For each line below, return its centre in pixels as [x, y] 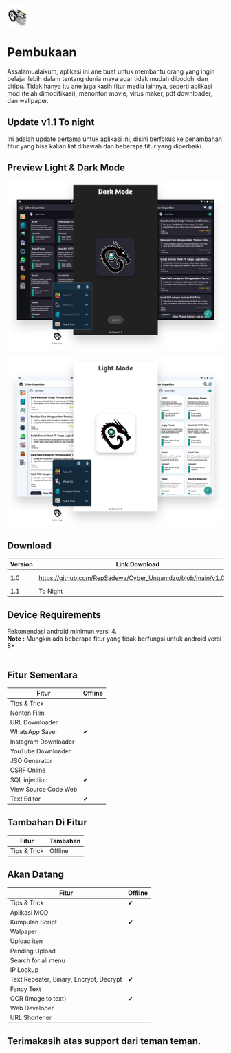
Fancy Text [25, 989]
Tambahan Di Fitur [47, 822]
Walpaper [24, 932]
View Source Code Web [44, 789]
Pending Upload [33, 951]
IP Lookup [24, 970]
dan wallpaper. [28, 100]
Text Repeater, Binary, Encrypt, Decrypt [66, 979]
